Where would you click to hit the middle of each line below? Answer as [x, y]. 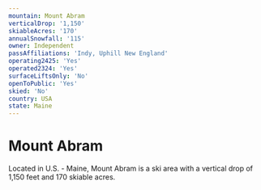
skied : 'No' [28, 91]
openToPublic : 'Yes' [43, 83]
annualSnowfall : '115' [47, 38]
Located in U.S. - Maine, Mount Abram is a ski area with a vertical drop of [131, 169]
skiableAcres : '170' [43, 31]
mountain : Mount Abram [47, 16]
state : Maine [30, 106]
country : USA [30, 99]
